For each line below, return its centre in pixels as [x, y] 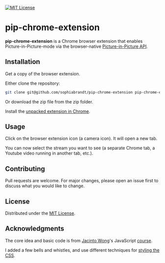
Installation [23, 62]
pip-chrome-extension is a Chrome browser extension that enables [74, 41]
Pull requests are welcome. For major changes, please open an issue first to [82, 181]
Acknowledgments [35, 229]
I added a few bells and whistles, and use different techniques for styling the [82, 250]
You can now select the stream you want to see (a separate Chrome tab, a [80, 148]
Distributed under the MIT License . [40, 213]
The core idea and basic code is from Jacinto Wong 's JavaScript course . [79, 240]
